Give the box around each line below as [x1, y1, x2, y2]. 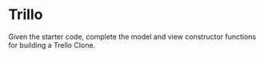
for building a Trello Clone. [8, 40, 96, 49]
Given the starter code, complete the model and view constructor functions [8, 32, 257, 41]
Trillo [8, 6, 43, 24]
